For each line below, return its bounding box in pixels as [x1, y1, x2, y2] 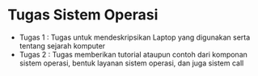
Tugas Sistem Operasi [7, 6, 159, 24]
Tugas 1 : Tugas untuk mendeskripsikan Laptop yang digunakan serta [19, 32, 251, 42]
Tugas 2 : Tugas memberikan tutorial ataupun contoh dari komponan [19, 49, 248, 59]
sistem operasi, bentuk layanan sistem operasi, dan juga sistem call [19, 58, 244, 68]
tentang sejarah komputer [19, 40, 106, 50]
